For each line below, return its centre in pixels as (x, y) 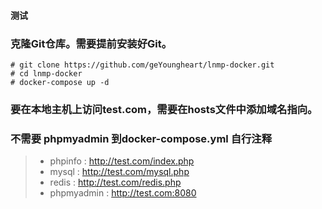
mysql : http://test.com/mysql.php (119, 172)
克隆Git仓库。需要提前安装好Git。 (91, 43)
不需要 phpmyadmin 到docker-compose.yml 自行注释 (141, 138)
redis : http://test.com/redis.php (115, 182)
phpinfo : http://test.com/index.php (122, 161)
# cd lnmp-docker (46, 73)
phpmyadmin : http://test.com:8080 (123, 193)
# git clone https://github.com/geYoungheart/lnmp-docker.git (142, 65)
